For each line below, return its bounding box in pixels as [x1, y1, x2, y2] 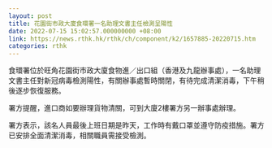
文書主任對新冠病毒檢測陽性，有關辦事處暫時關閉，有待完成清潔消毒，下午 [8, 76, 257, 85]
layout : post [8, 11, 53, 20]
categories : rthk [8, 42, 67, 50]
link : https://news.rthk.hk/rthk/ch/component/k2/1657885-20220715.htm [8, 34, 256, 43]
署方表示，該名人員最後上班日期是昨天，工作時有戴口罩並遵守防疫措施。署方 [8, 120, 265, 130]
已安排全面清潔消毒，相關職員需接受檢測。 [8, 131, 151, 141]
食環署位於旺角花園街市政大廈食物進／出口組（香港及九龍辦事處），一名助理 [8, 66, 261, 76]
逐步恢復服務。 [15, 86, 66, 96]
